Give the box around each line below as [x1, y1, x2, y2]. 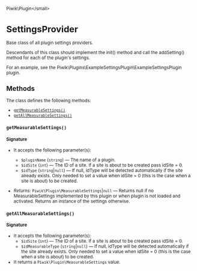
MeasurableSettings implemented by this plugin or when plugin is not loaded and [13, 193, 181, 199]
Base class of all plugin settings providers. [6, 40, 94, 46]
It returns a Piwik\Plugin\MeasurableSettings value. [13, 259, 121, 266]
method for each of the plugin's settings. [6, 55, 90, 61]
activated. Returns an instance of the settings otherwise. [13, 198, 130, 204]
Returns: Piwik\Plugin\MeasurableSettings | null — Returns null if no [13, 187, 154, 193]
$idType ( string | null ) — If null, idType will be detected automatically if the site [20, 167, 183, 174]
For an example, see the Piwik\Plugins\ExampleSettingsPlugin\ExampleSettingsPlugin [6, 64, 182, 70]
